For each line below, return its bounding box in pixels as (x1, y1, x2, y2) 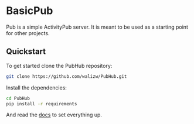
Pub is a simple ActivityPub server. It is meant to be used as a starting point (6, 23, 189, 30)
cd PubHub (6, 95, 30, 101)
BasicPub (6, 4, 53, 18)
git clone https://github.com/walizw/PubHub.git (6, 73, 127, 80)
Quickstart (6, 47, 46, 57)
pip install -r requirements (6, 101, 77, 106)
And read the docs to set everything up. (6, 111, 103, 118)
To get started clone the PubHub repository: (6, 62, 113, 69)
